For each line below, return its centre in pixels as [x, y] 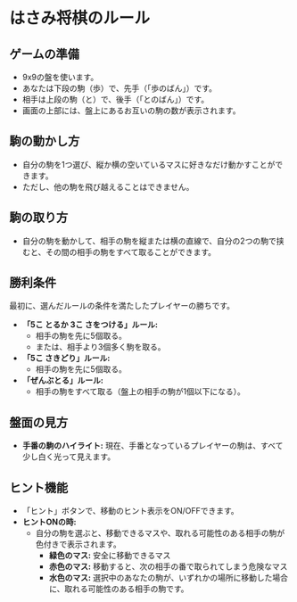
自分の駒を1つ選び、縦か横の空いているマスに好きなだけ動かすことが [148, 164]
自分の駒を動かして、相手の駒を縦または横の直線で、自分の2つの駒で [149, 241]
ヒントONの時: [49, 522]
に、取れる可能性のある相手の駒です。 [119, 589]
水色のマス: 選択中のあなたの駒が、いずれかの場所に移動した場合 [168, 578]
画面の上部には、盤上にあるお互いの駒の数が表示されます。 [131, 111]
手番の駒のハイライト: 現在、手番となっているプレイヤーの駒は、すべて [153, 446]
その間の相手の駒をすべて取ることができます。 [131, 252]
